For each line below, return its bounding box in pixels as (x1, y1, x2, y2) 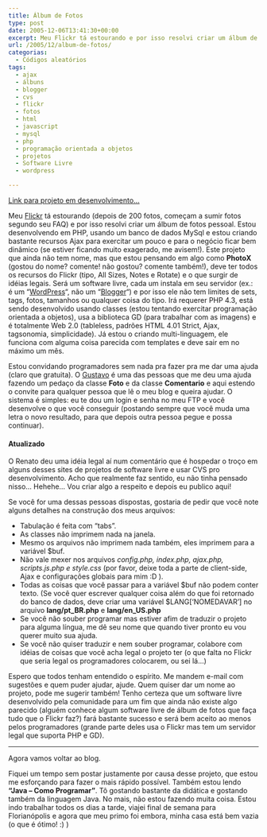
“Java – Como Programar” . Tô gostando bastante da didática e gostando (8, 786, 248, 796)
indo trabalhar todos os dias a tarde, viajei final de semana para (8, 803, 216, 812)
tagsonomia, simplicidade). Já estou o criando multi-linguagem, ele (8, 329, 229, 339)
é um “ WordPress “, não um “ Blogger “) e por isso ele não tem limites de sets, (8, 287, 257, 296)
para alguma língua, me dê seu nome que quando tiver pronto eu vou (19, 622, 246, 632)
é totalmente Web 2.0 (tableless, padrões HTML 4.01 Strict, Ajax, (8, 321, 220, 330)
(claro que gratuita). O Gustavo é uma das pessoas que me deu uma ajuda (8, 370, 252, 379)
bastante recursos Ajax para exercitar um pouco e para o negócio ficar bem (8, 236, 257, 246)
